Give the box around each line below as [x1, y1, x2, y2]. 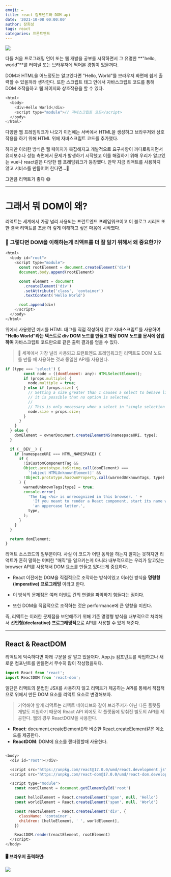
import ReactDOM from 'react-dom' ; [5, 675, 81, 680]
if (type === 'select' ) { [5, 366, 60, 371]
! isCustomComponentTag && [23, 461, 79, 466]
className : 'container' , [18, 813, 72, 818]
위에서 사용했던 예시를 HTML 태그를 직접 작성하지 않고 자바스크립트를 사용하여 [5, 326, 161, 332]
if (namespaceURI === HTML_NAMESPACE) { [14, 451, 101, 457]
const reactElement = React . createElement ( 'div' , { [14, 809, 126, 814]
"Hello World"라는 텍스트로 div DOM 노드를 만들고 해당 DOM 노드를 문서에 [5, 332, 156, 339]
